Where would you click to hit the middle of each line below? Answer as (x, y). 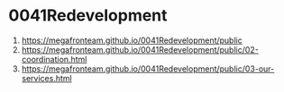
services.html (47, 78)
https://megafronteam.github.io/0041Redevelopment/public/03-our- (148, 69)
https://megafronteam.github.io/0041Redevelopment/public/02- (140, 49)
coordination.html (54, 59)
